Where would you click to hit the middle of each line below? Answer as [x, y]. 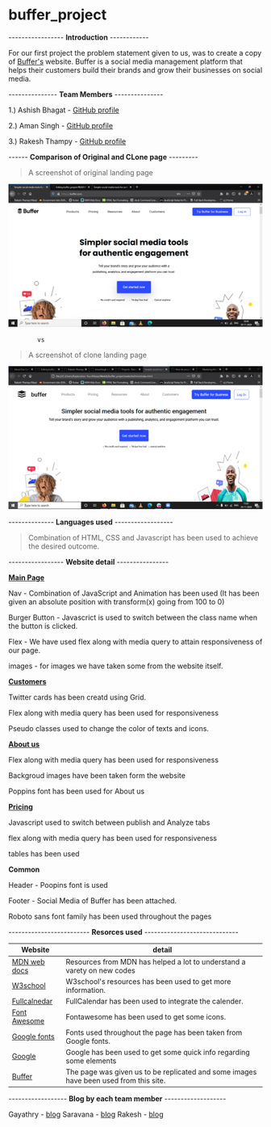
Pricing [21, 806]
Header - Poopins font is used [58, 885]
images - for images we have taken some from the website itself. [116, 666]
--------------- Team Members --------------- [86, 94]
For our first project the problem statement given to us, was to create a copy [135, 53]
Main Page [27, 577]
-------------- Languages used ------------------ [91, 522]
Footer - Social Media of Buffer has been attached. [93, 900]
